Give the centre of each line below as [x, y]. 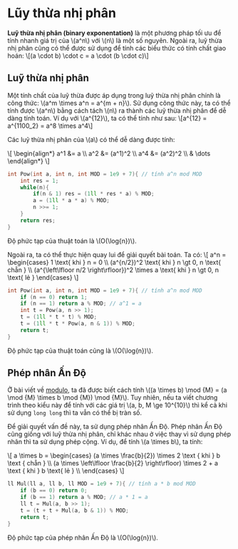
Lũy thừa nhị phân [62, 13]
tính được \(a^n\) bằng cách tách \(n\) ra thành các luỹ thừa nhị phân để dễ [117, 110]
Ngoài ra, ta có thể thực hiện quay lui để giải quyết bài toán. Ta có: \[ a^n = [117, 254]
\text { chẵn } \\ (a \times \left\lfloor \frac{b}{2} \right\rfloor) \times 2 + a [113, 463]
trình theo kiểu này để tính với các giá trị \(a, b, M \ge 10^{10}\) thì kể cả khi [118, 406]
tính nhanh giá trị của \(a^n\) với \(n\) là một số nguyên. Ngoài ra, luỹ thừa [115, 40]
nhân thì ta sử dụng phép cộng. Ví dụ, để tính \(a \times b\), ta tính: [105, 442]
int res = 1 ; [40, 181]
